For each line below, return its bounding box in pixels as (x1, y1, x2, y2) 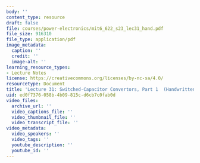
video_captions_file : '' (11, 109, 73, 115)
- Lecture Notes (6, 70, 46, 76)
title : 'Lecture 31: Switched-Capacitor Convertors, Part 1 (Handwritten (6, 87, 196, 93)
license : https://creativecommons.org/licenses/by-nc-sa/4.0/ (6, 75, 164, 81)
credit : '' (11, 53, 39, 59)
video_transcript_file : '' (11, 120, 79, 126)
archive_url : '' (11, 103, 52, 109)
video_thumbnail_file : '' (11, 114, 76, 120)
